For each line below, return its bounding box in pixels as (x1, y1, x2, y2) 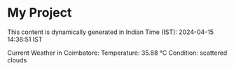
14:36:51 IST (7, 35, 43, 43)
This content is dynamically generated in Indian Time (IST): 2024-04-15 (7, 28, 214, 36)
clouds (7, 55, 27, 64)
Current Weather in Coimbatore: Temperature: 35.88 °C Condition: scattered (7, 49, 228, 57)
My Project (7, 5, 72, 21)
